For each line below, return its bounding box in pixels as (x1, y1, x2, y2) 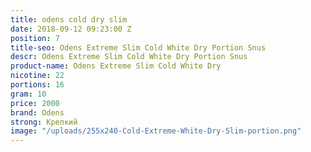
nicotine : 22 (10, 71, 65, 81)
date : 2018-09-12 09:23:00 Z (10, 24, 132, 34)
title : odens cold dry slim (10, 14, 128, 25)
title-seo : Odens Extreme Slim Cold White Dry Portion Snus (10, 42, 267, 53)
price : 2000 (10, 98, 60, 108)
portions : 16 (10, 80, 65, 90)
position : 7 (10, 33, 60, 43)
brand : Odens (10, 107, 65, 118)
